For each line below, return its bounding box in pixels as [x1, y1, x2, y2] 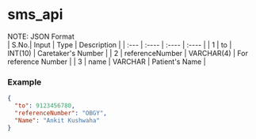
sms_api [7, 6, 63, 24]
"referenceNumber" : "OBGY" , [14, 109, 108, 117]
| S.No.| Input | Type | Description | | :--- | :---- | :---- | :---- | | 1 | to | [7, 39, 232, 49]
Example [7, 77, 42, 88]
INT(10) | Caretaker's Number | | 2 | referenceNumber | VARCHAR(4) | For [7, 48, 249, 58]
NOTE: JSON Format [7, 32, 75, 41]
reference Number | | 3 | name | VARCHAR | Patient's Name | [7, 57, 207, 66]
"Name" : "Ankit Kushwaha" [14, 116, 101, 124]
